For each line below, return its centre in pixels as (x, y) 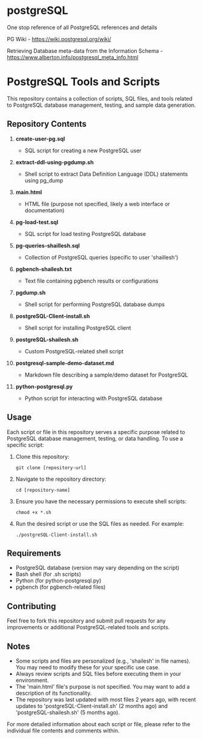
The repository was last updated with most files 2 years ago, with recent (106, 699)
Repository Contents (47, 124)
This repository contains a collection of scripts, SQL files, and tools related (100, 98)
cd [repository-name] (43, 490)
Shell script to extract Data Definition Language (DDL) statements (106, 174)
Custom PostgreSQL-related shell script (74, 351)
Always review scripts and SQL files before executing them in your (98, 674)
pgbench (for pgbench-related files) (60, 587)
